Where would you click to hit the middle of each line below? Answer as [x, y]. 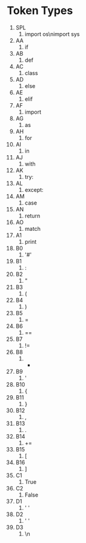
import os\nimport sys [52, 34]
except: [34, 189]
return [32, 216]
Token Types [40, 11]
